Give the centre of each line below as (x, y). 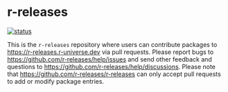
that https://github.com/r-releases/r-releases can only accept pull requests (114, 74)
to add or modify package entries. (56, 81)
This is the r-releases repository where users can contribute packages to (112, 44)
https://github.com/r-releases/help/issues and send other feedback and (110, 59)
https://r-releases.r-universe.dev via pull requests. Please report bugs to (111, 52)
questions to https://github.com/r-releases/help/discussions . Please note (112, 66)
